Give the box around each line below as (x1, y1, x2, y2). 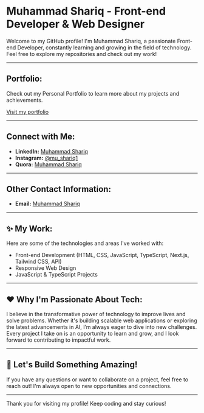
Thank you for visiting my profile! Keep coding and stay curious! (6, 400, 166, 407)
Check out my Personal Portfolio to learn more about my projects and (6, 90, 180, 97)
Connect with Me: (6, 132, 75, 142)
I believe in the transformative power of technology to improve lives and (6, 311, 186, 317)
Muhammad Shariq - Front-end (6, 4, 166, 18)
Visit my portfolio (6, 108, 49, 115)
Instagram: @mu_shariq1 (15, 154, 78, 161)
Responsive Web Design (15, 264, 76, 272)
